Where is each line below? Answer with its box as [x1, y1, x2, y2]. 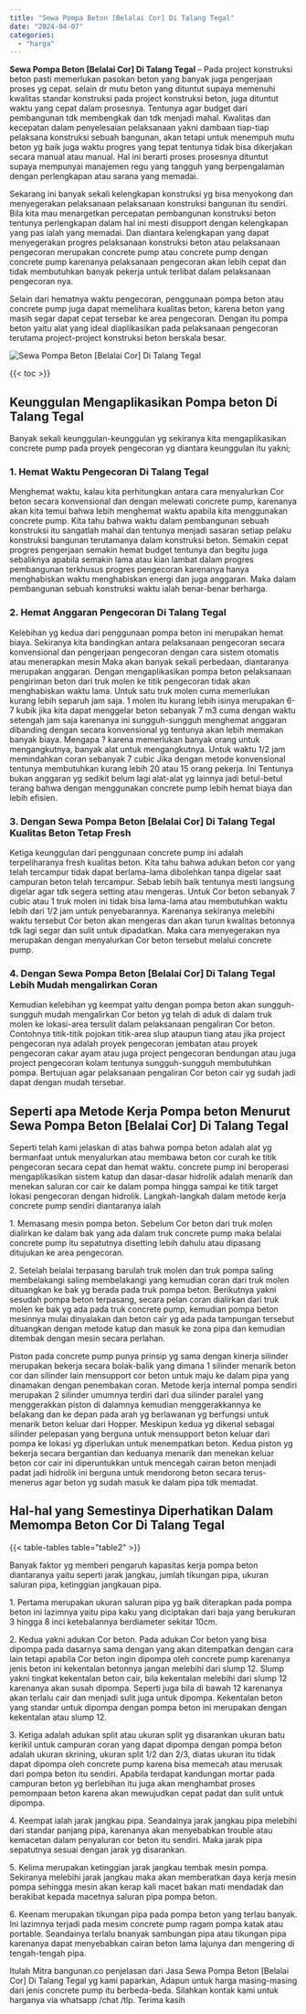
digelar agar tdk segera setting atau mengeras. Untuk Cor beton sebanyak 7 [9, 886, 296, 897]
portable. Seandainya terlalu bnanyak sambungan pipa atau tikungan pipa [9, 1928, 287, 1939]
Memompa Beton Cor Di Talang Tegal [9, 1518, 226, 1533]
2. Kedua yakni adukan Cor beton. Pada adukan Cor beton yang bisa [9, 1634, 268, 1645]
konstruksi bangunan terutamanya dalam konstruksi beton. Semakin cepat [9, 535, 289, 546]
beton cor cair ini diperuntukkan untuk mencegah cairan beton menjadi [9, 1457, 277, 1468]
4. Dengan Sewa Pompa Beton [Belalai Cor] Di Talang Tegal [9, 966, 276, 979]
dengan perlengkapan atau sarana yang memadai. [9, 171, 199, 182]
